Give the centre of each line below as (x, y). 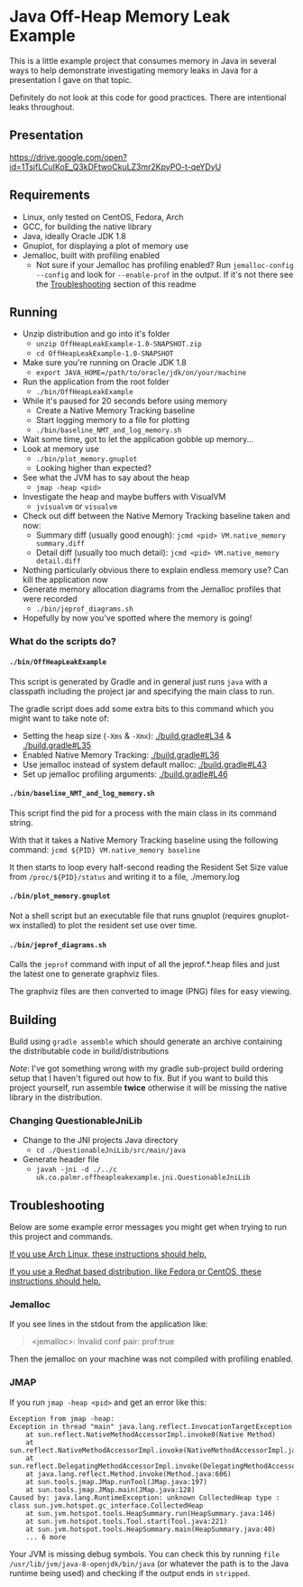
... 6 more (46, 1537)
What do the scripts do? (63, 641)
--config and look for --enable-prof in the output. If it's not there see (165, 274)
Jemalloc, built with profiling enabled (91, 255)
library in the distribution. (56, 1097)
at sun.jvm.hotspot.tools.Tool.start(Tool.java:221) (127, 1521)
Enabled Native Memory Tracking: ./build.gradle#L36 (121, 754)
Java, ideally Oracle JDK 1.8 (74, 235)
